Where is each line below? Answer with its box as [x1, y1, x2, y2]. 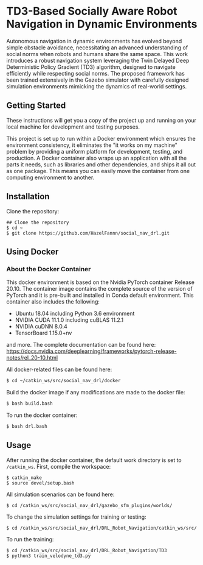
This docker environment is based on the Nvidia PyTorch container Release [6, 279, 194, 286]
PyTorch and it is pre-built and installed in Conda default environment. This [6, 291, 194, 299]
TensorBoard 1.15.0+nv [15, 329, 72, 336]
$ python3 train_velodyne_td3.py [6, 553, 91, 559]
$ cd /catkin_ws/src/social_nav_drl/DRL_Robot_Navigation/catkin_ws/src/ [6, 525, 198, 531]
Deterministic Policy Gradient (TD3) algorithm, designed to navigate [6, 63, 176, 71]
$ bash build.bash [6, 400, 53, 407]
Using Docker [6, 246, 59, 257]
